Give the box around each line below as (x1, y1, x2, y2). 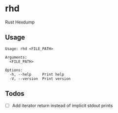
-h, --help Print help (9, 72, 64, 77)
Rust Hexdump (5, 19, 35, 25)
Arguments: (5, 55, 27, 60)
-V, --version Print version (9, 76, 71, 81)
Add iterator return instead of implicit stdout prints (12, 102, 113, 108)
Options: (5, 68, 23, 72)
